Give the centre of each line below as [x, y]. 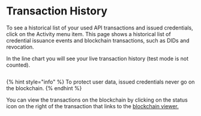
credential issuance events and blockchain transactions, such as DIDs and [98, 40]
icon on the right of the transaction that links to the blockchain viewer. [92, 106]
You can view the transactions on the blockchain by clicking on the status [97, 100]
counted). [18, 65]
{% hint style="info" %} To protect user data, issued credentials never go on [100, 82]
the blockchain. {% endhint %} [44, 88]
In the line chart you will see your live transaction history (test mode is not [97, 58]
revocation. [20, 47]
